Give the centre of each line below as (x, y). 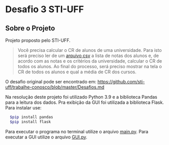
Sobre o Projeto (30, 28)
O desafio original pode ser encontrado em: (51, 82)
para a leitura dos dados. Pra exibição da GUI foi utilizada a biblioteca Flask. (84, 102)
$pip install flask (30, 122)
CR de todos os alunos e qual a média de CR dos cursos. (77, 72)
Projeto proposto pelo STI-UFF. (38, 40)
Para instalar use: (23, 108)
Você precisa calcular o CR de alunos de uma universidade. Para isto (90, 50)
